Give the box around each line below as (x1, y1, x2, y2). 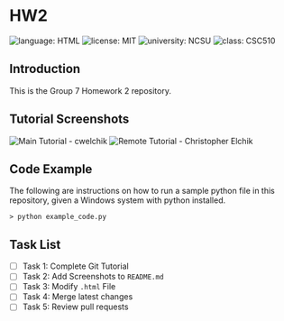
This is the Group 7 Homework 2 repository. (9, 85, 171, 96)
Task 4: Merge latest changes (22, 291, 133, 302)
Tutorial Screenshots (9, 112, 130, 127)
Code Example (9, 161, 93, 177)
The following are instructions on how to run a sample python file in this (9, 186, 275, 197)
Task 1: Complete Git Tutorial (22, 261, 129, 271)
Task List (9, 236, 61, 252)
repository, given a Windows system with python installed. (9, 195, 226, 206)
